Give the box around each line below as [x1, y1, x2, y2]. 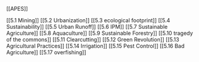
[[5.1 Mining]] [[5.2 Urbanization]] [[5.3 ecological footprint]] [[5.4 [6, 17, 170, 23]
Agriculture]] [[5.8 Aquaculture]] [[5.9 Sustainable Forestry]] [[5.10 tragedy [6, 29, 194, 37]
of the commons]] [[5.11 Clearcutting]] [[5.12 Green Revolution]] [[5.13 [6, 36, 180, 43]
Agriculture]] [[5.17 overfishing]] [6, 49, 86, 56]
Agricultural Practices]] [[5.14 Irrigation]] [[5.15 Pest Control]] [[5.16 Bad [6, 42, 185, 49]
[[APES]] [6, 5, 29, 12]
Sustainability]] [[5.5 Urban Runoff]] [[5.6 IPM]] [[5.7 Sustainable [6, 23, 168, 30]
